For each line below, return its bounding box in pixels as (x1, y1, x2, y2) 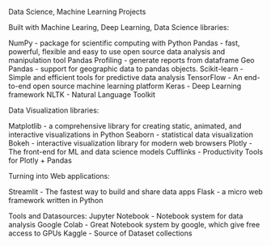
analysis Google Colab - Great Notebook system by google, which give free (8, 220, 260, 229)
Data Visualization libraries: (8, 105, 100, 115)
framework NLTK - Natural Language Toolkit (8, 90, 156, 100)
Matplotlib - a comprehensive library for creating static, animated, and (8, 121, 242, 130)
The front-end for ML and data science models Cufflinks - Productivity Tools (8, 147, 264, 156)
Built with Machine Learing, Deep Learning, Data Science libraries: (8, 23, 230, 32)
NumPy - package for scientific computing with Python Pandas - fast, (8, 38, 240, 48)
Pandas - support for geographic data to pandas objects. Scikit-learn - (8, 64, 244, 74)
